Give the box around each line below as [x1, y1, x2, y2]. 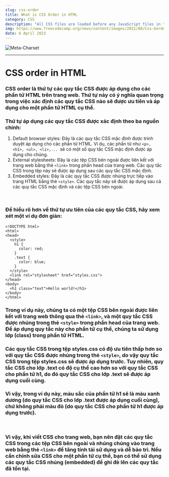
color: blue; [18, 259, 46, 264]
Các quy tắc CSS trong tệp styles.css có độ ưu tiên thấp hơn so [5, 345, 162, 352]
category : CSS [5, 17, 35, 22]
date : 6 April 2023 [5, 31, 46, 36]
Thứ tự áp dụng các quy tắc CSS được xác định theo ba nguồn [5, 118, 159, 125]
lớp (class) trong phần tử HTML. [5, 331, 84, 339]
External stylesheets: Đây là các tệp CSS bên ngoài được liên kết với [12, 157, 154, 163]
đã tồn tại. [5, 465, 31, 472]
